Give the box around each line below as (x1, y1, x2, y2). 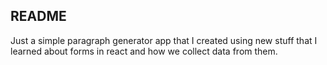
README (10, 8, 67, 25)
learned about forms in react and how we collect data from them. (10, 45, 278, 57)
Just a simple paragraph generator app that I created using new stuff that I (10, 34, 318, 46)
